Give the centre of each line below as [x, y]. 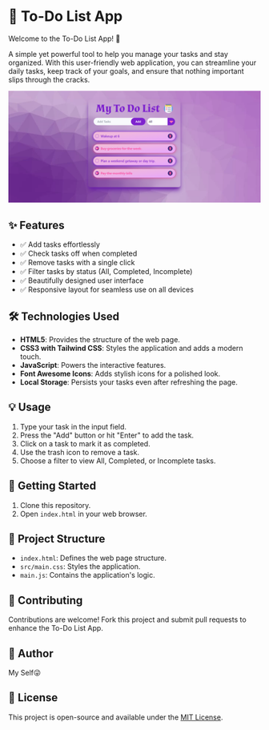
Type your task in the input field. [73, 426]
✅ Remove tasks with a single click [77, 263]
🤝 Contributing [46, 600]
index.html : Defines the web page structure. [93, 558]
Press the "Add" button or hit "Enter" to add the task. [107, 435]
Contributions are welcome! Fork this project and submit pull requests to [127, 619]
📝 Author [31, 653]
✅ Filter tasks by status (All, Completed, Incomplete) [106, 272]
